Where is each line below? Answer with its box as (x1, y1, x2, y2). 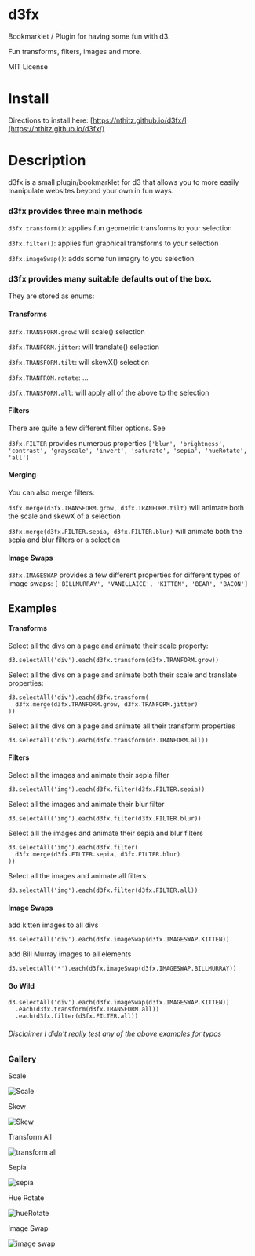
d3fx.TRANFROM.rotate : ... (8, 372, 89, 382)
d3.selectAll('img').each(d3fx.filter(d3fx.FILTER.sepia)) (8, 786, 206, 794)
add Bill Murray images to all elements (8, 949, 132, 959)
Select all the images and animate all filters (8, 871, 147, 881)
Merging (8, 470, 37, 480)
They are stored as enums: (8, 291, 95, 300)
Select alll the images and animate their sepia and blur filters (8, 828, 204, 838)
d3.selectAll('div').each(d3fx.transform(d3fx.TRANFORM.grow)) (8, 656, 220, 664)
